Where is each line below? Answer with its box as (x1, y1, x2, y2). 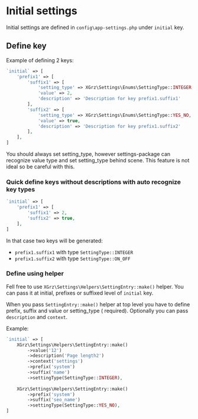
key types (6, 185, 35, 193)
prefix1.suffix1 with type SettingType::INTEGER (14, 248, 134, 255)
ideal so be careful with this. (6, 163, 75, 170)
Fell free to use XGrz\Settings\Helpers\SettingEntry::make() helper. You (6, 283, 184, 290)
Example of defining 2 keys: (6, 56, 74, 63)
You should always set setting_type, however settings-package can (6, 151, 171, 158)
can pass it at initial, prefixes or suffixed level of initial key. (6, 289, 154, 296)
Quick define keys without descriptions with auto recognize (6, 178, 181, 186)
